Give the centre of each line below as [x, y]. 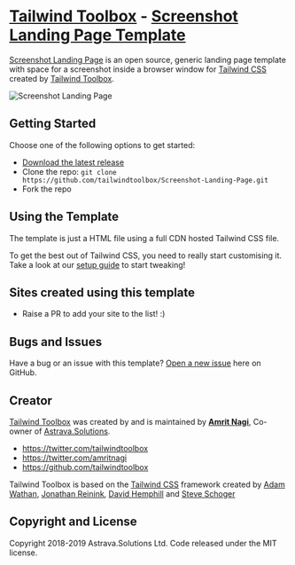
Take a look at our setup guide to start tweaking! [97, 264]
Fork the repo [47, 189]
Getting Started [53, 124]
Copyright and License [73, 522]
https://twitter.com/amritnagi [74, 458]
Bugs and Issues [56, 342]
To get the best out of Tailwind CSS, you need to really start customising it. [145, 255]
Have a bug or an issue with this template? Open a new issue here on [135, 363]
